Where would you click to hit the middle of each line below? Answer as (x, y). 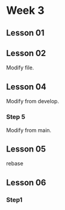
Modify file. (20, 68)
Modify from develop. (33, 101)
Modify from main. (29, 130)
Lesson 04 (26, 87)
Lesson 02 (26, 53)
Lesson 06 (26, 183)
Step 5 (16, 117)
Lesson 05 (26, 149)
